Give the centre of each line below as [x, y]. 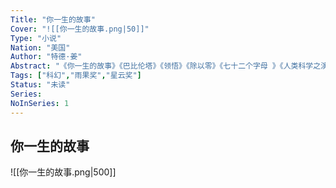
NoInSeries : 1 [40, 103]
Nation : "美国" [40, 47]
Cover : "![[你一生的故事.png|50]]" [80, 29]
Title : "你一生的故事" [53, 19]
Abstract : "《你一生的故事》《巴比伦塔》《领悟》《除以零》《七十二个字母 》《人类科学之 [166, 66]
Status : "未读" [40, 85]
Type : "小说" [36, 38]
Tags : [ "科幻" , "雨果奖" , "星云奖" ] [76, 76]
